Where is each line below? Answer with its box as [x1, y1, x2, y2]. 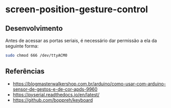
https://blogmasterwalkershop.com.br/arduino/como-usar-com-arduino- [12, 80, 166, 87]
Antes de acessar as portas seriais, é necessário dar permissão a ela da [5, 37, 157, 44]
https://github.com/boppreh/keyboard [12, 97, 93, 103]
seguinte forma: [5, 43, 39, 49]
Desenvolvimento [5, 24, 63, 33]
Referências [5, 67, 45, 76]
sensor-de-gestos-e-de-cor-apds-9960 [12, 86, 98, 92]
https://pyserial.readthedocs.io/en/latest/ [12, 91, 100, 98]
